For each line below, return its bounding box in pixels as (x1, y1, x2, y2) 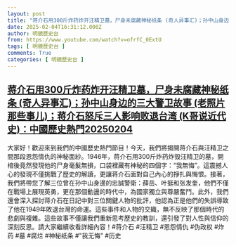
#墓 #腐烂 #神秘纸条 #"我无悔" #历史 (15, 231, 122, 240)
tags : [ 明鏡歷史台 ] (7, 43, 65, 50)
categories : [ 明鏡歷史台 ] (7, 56, 84, 63)
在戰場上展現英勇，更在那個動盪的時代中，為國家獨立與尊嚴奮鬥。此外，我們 (7, 187, 229, 195)
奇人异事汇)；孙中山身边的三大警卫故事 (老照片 (22, 97, 225, 109)
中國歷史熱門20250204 (29, 124, 133, 136)
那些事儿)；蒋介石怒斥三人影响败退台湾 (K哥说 (7, 110, 208, 122)
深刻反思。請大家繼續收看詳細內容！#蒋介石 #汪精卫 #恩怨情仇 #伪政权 (7, 222, 213, 231)
